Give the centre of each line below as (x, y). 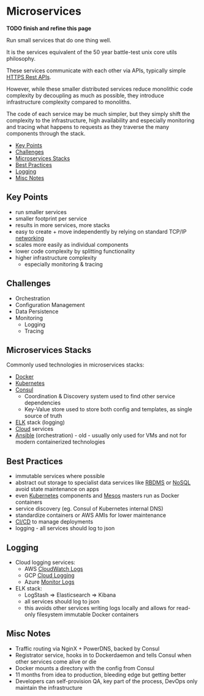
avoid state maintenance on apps (57, 489)
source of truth (43, 416)
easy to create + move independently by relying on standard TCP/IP (101, 231)
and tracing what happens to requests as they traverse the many (88, 126)
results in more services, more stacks (62, 225)
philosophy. (21, 58)
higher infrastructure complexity (56, 257)
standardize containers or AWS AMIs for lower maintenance (91, 515)
